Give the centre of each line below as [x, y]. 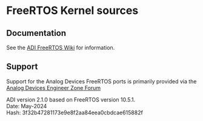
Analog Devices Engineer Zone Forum [54, 88]
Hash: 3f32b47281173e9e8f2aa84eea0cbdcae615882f [75, 112]
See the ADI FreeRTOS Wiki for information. [61, 47]
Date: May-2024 [27, 106]
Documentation [36, 33]
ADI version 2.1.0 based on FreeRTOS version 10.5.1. [71, 99]
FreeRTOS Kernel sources [72, 11]
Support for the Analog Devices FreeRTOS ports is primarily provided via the [101, 81]
